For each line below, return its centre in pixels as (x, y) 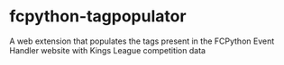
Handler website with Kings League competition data (107, 50)
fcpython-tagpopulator (98, 16)
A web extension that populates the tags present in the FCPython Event (142, 41)
